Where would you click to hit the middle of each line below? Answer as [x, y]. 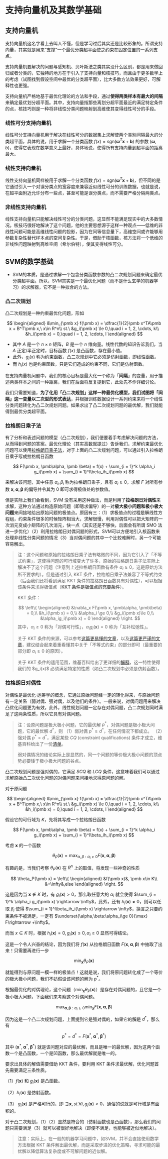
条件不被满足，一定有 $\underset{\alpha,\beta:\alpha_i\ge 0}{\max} [78, 916]
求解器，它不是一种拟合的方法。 [58, 287]
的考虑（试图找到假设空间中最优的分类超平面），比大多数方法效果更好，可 [81, 79]
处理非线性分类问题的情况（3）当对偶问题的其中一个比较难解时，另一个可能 [83, 538]
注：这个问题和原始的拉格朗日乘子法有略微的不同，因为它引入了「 [85, 555]
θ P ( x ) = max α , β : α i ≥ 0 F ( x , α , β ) [84, 856]
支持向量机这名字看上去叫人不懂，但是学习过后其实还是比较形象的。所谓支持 [84, 43]
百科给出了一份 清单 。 [44, 744]
